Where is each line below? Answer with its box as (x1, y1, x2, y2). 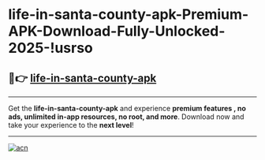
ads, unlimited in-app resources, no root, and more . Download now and (8, 112, 244, 121)
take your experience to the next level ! (8, 121, 134, 129)
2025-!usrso (8, 39, 93, 57)
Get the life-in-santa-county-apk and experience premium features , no (8, 104, 247, 113)
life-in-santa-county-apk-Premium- (8, 6, 249, 24)
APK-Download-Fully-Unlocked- (8, 22, 226, 40)
